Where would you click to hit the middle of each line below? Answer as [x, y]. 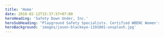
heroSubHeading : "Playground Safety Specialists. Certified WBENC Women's [83, 23]
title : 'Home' [20, 9]
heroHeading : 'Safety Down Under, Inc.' [47, 18]
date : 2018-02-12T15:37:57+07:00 [39, 14]
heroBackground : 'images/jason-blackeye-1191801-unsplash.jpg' [71, 27]
